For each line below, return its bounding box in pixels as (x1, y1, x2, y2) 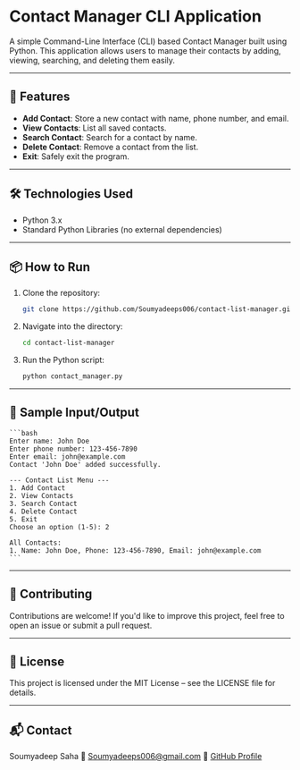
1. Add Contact (9, 483, 66, 493)
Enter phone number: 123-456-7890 (9, 444, 138, 453)
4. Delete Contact (9, 507, 78, 516)
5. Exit (9, 514, 38, 524)
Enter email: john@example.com (9, 452, 126, 461)
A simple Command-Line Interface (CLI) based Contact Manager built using (9, 36, 287, 47)
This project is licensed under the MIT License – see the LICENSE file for (9, 678, 276, 689)
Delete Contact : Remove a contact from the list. (21, 141, 199, 152)
